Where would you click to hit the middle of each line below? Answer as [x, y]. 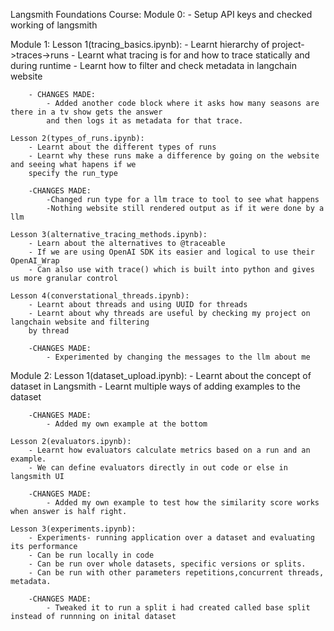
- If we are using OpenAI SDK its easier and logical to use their [171, 252]
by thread [49, 331]
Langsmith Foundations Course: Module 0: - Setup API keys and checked [161, 14]
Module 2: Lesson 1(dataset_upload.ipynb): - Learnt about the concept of [161, 375]
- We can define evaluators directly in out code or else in [158, 468]
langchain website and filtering [80, 322]
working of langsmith [54, 25]
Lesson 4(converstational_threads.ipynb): [100, 296]
